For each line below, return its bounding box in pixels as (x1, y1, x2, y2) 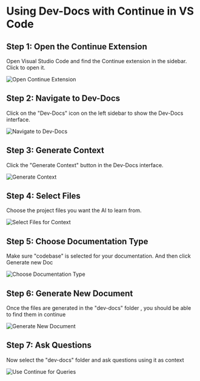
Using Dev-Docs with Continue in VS (6, 4, 194, 18)
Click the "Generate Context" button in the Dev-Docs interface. (6, 161, 164, 168)
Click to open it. (6, 64, 45, 71)
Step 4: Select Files (6, 191, 81, 201)
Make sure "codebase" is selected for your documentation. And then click (6, 252, 191, 259)
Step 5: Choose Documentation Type (6, 236, 148, 247)
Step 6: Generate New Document (6, 288, 133, 298)
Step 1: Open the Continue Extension (6, 41, 147, 52)
